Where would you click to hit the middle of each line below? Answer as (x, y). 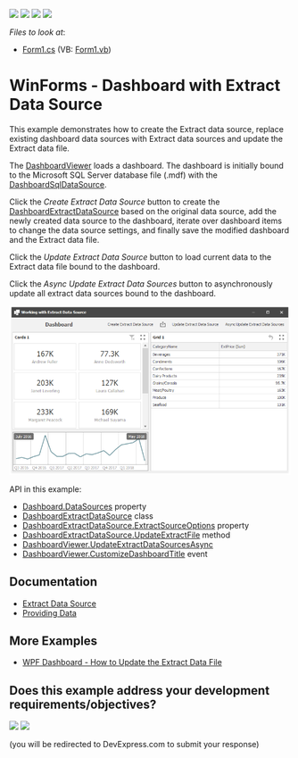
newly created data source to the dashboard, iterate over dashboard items (146, 221)
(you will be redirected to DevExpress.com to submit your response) (134, 745)
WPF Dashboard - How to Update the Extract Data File (122, 662)
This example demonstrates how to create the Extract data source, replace (146, 129)
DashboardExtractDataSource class (87, 516)
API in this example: (46, 489)
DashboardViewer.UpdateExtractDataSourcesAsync (118, 544)
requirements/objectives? (83, 704)
